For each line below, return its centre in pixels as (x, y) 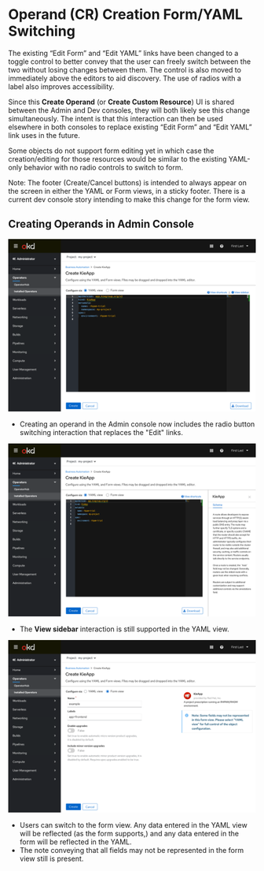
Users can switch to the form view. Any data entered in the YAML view (133, 825)
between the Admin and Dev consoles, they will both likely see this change (129, 110)
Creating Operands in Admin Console (101, 224)
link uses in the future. (44, 135)
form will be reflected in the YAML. (75, 842)
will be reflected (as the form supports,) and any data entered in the (129, 834)
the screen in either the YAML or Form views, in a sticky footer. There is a (127, 191)
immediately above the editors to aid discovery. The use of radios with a (125, 78)
